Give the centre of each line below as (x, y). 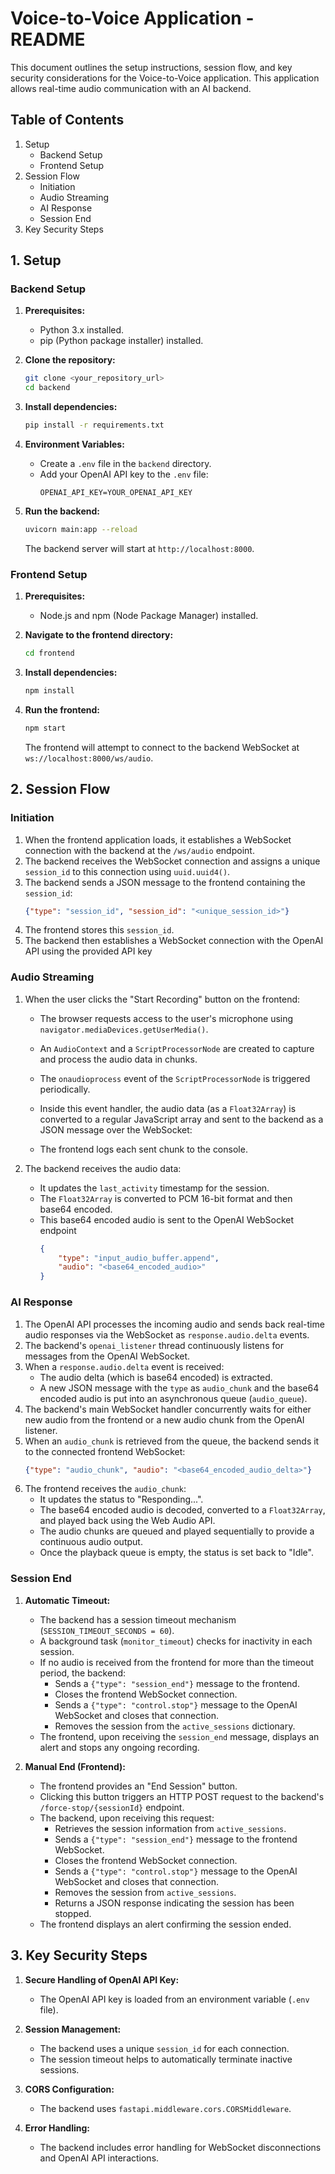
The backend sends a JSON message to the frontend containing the (165, 882)
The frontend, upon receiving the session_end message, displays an (179, 1736)
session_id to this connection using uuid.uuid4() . (127, 871)
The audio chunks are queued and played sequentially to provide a (177, 1531)
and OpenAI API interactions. (99, 2158)
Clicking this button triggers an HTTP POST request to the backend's (182, 1796)
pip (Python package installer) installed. (121, 341)
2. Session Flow (60, 789)
